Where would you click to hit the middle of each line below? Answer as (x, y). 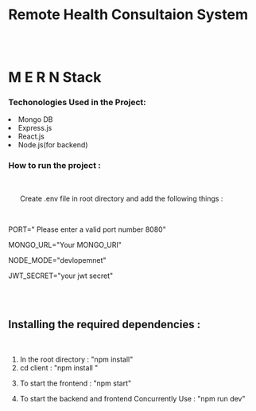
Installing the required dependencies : (105, 325)
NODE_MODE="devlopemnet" (57, 260)
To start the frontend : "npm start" (76, 383)
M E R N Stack (55, 78)
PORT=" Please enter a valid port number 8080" (87, 229)
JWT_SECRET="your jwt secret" (61, 276)
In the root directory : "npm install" (76, 359)
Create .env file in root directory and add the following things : (121, 198)
